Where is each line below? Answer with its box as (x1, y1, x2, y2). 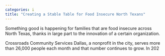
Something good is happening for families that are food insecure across (5, 25, 152, 31)
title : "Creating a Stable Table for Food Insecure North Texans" (5, 12, 146, 17)
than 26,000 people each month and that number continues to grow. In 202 (5, 45, 160, 51)
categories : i (5, 7, 35, 12)
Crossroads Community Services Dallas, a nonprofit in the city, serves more (5, 40, 161, 46)
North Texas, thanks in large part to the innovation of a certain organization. (5, 30, 160, 36)
